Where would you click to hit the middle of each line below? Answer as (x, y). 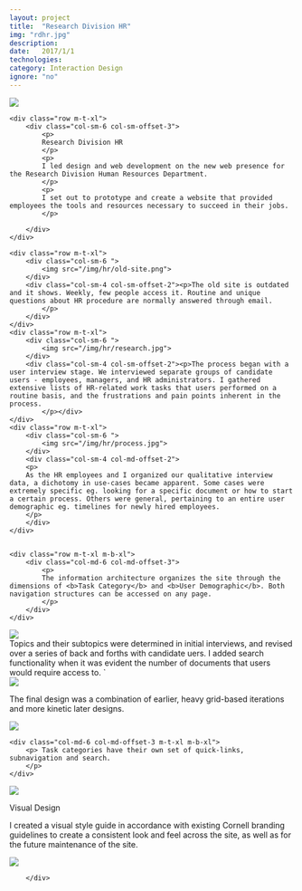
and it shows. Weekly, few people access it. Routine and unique (135, 292)
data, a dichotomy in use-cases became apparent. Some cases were (137, 483)
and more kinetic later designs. (67, 708)
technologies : (36, 60)
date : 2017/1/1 (42, 52)
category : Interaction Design (66, 69)
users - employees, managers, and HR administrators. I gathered (135, 380)
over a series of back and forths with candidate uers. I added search (137, 653)
